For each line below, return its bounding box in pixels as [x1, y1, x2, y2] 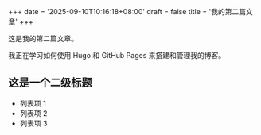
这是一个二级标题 [8, 76, 92, 90]
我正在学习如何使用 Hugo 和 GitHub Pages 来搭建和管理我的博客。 [8, 51, 225, 60]
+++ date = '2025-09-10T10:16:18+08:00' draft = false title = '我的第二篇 [8, 7, 247, 16]
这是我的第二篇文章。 [8, 34, 78, 43]
